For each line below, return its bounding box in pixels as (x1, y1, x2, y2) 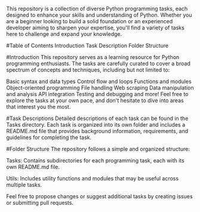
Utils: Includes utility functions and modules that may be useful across (6, 175, 179, 182)
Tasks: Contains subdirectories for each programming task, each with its (6, 157, 185, 164)
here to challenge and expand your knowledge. (6, 30, 122, 38)
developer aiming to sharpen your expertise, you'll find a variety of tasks (6, 24, 185, 31)
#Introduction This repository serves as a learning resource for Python (6, 54, 180, 60)
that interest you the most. (6, 103, 71, 110)
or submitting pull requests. (6, 199, 73, 206)
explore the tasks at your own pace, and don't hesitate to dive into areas (6, 97, 184, 104)
